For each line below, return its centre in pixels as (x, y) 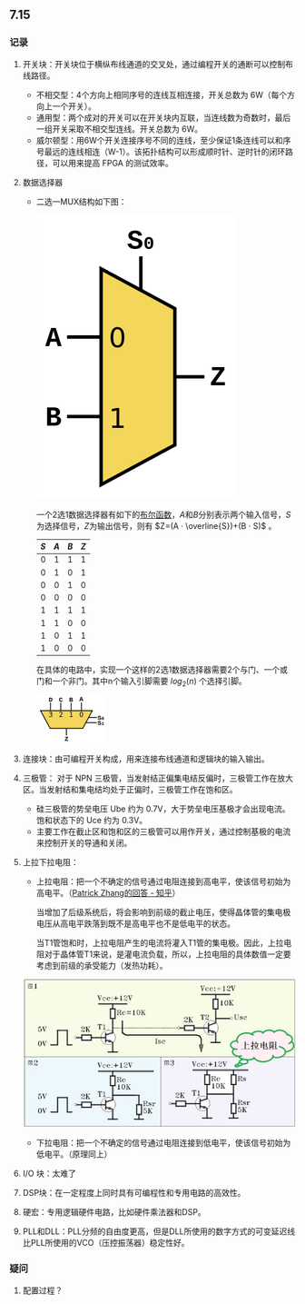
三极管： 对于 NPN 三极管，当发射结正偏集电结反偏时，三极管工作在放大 (157, 778)
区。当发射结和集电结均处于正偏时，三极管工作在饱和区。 (130, 790)
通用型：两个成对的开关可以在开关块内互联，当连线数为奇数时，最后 (163, 117)
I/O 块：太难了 (49, 1174)
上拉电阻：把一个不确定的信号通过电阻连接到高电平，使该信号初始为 (163, 881)
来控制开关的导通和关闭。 (84, 843)
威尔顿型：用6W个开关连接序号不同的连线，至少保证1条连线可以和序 (163, 140)
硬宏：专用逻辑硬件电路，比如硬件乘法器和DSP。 (114, 1212)
